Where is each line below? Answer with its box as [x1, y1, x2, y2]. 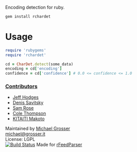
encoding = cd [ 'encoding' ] [5, 66, 62, 71]
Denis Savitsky [12, 99, 44, 106]
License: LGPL [5, 136, 35, 142]
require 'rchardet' [5, 53, 47, 58]
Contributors [5, 83, 38, 90]
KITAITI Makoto [12, 116, 45, 122]
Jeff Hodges [12, 94, 39, 100]
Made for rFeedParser [36, 141, 82, 148]
